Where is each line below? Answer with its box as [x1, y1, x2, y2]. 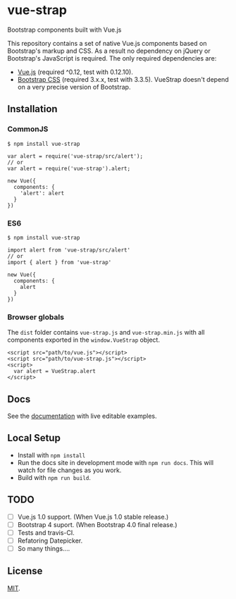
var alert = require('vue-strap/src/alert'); [7, 152, 143, 160]
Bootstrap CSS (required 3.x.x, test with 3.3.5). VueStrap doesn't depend [17, 75, 229, 83]
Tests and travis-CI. [17, 528, 75, 537]
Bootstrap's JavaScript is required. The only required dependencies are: [7, 54, 217, 62]
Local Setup [7, 432, 61, 444]
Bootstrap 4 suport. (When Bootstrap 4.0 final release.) [17, 520, 178, 529]
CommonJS [7, 124, 49, 134]
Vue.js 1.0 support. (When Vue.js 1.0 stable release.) [17, 512, 169, 521]
